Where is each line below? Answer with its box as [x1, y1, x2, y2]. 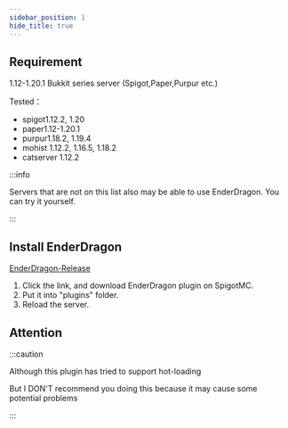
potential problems [9, 392, 78, 403]
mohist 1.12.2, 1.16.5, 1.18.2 [21, 143, 117, 153]
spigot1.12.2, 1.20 [21, 114, 85, 125]
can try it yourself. [9, 196, 76, 207]
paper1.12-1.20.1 [21, 124, 80, 135]
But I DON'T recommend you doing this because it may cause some [9, 383, 258, 393]
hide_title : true [9, 21, 74, 30]
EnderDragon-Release [9, 263, 91, 274]
